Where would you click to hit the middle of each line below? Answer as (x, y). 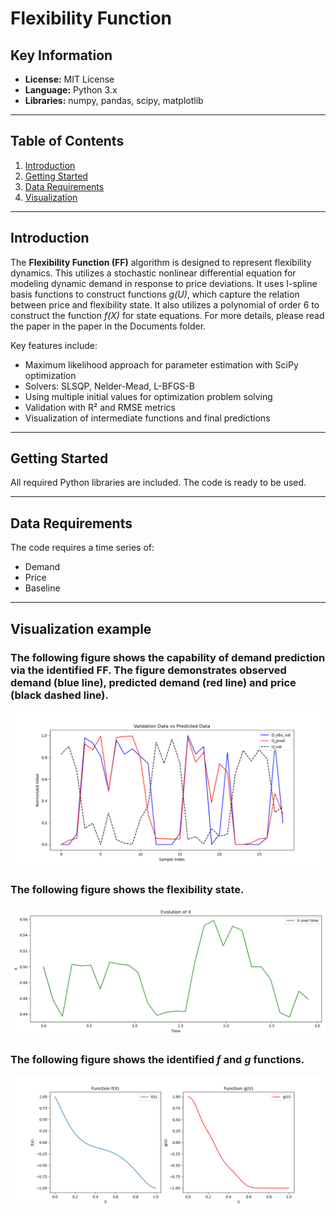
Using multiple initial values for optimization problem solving (148, 396)
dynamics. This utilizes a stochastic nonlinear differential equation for (153, 273)
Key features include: (54, 345)
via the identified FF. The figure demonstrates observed (148, 670)
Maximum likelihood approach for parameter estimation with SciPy (161, 364)
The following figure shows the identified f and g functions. (157, 1060)
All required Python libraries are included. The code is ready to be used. (158, 483)
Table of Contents (67, 141)
